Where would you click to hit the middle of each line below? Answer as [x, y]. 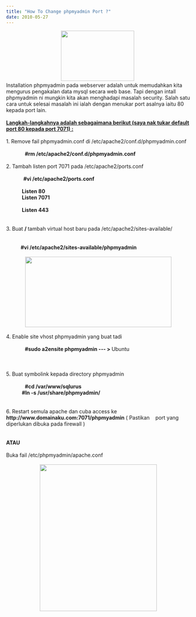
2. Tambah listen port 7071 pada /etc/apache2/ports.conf [75, 166]
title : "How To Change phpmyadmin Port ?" [59, 11]
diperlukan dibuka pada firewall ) [46, 424]
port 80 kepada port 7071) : [40, 129]
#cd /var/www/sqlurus [53, 386]
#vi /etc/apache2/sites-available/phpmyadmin [78, 247]
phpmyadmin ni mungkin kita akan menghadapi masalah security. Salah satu [98, 97]
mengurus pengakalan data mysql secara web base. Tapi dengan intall [91, 91]
